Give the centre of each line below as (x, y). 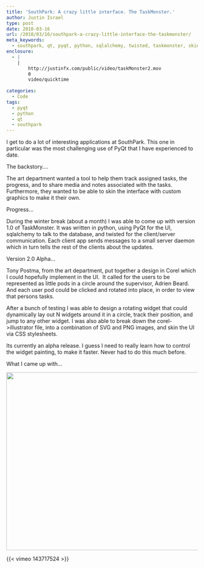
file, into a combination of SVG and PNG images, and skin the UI (114, 328)
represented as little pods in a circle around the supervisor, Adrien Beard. (98, 283)
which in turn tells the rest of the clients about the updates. (80, 247)
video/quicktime (49, 79)
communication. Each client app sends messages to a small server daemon (100, 241)
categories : (21, 91)
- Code (20, 96)
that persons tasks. (30, 296)
